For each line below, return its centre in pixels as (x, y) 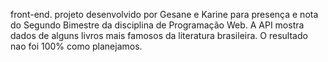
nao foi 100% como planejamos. (76, 46)
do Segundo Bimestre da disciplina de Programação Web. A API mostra (157, 25)
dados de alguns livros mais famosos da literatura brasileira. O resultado (159, 35)
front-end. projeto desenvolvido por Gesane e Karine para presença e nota (164, 14)
